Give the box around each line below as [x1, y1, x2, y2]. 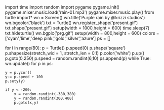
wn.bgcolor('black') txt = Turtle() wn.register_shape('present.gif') [5, 20, 138, 26]
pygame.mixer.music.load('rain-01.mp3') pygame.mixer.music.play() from [5, 9, 155, 15]
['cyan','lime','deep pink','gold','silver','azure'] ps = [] [5, 35, 111, 41]
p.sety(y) [5, 79, 26, 83]
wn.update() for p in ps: [5, 61, 53, 66]
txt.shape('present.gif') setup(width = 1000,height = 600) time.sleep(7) [5, 25, 150, 31]
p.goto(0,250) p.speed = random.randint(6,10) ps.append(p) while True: [5, 55, 151, 61]
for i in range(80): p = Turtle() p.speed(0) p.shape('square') [5, 45, 126, 51]
